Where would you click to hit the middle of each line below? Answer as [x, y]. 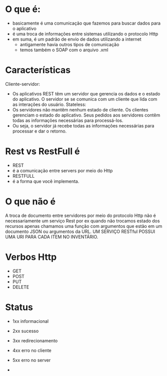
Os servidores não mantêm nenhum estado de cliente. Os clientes [80, 109]
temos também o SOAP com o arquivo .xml [64, 50]
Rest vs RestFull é [42, 151]
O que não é [30, 201]
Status [19, 307]
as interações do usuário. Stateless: [49, 104]
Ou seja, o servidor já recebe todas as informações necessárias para [83, 126]
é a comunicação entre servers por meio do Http [62, 170]
